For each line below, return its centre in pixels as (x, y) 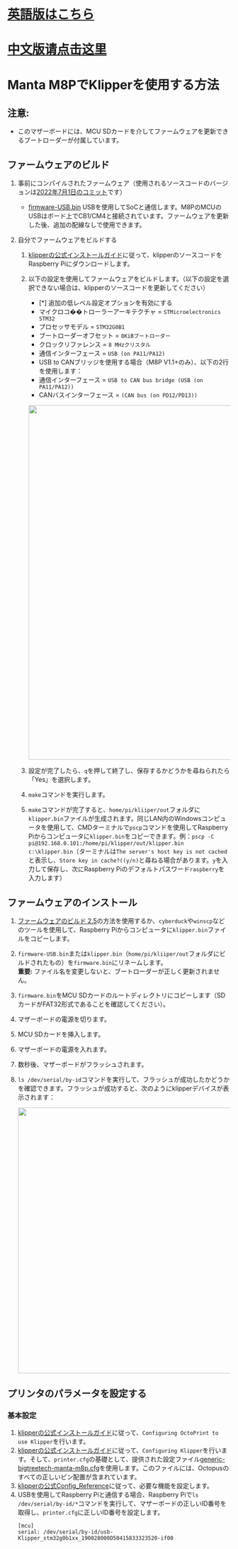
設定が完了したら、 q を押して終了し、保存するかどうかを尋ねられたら (129, 771)
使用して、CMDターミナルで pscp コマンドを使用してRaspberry (138, 827)
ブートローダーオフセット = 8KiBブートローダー (105, 336)
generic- (212, 1459)
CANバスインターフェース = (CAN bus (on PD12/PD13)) (118, 395)
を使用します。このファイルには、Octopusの (164, 1467)
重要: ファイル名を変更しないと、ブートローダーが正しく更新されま (115, 971)
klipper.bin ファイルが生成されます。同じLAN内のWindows (115, 819)
